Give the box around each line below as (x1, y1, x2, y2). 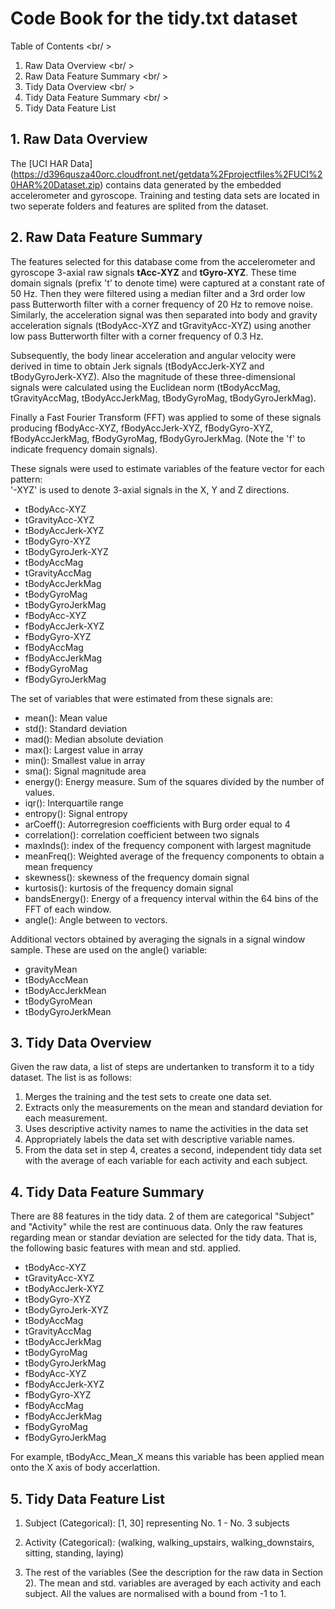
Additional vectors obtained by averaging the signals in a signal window (10, 933, 306, 945)
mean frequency (24, 860, 93, 872)
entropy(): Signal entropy (24, 807, 128, 819)
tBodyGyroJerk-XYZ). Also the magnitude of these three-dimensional (10, 370, 296, 382)
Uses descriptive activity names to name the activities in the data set (24, 1123, 309, 1135)
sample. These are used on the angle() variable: (10, 943, 208, 956)
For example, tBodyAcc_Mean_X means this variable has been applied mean (10, 1451, 325, 1463)
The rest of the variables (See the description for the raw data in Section (24, 1567, 324, 1578)
